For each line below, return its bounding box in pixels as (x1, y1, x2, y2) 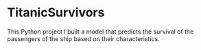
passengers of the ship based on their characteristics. (7, 34, 160, 42)
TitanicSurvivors (7, 5, 105, 21)
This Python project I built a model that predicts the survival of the (7, 27, 194, 36)
